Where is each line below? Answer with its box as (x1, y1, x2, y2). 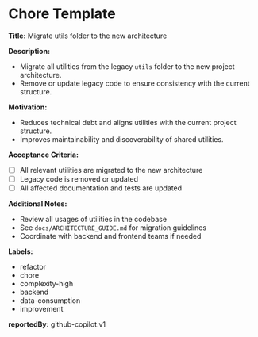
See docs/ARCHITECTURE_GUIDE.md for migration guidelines (19, 223, 207, 232)
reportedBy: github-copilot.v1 (8, 320, 106, 329)
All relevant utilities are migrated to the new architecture (19, 165, 203, 174)
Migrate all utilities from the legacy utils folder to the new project (19, 61, 236, 71)
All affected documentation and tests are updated (19, 183, 183, 193)
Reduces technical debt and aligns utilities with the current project (19, 117, 237, 127)
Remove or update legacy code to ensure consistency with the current (19, 79, 250, 88)
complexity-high (19, 279, 74, 289)
